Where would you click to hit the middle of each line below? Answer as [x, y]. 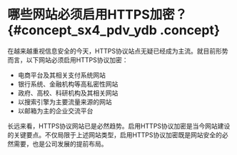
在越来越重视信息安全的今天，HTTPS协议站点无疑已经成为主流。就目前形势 [118, 51]
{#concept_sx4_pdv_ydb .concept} [114, 30]
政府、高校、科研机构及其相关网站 [68, 93]
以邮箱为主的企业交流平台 [55, 111]
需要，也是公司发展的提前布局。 [60, 144]
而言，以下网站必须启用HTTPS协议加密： [68, 60]
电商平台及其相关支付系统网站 [61, 75]
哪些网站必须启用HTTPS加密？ [97, 15]
